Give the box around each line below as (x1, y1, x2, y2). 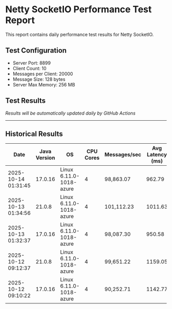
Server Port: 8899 (12, 60, 51, 66)
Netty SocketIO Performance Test (5, 4, 152, 15)
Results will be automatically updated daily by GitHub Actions (5, 110, 136, 116)
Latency (146, 151, 167, 158)
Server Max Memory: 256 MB (12, 81, 75, 87)
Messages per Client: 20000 (12, 71, 73, 77)
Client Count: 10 (12, 65, 47, 71)
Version (35, 154, 55, 162)
